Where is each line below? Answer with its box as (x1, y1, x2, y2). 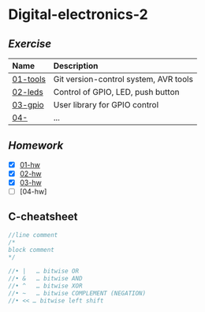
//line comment (8, 231, 58, 239)
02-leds (12, 87, 43, 97)
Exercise (8, 37, 52, 51)
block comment (8, 246, 55, 254)
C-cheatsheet (8, 210, 78, 224)
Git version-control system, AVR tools (53, 73, 193, 85)
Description (53, 61, 99, 71)
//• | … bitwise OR (8, 267, 80, 276)
